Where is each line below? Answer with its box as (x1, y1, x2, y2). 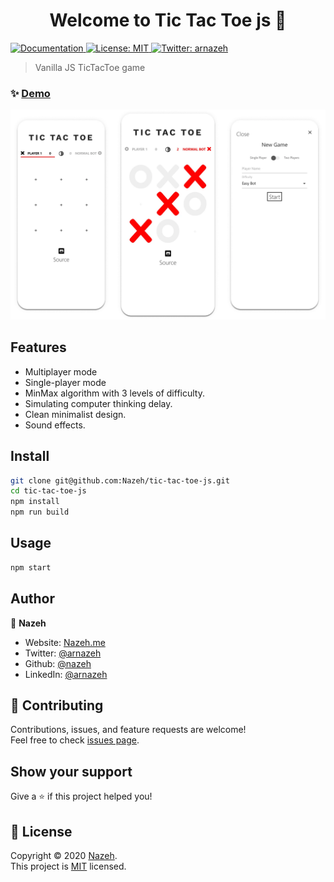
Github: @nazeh (24, 657, 92, 669)
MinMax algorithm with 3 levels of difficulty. (24, 387, 205, 399)
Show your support (10, 763, 133, 780)
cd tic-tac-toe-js (10, 486, 87, 496)
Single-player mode (24, 376, 107, 388)
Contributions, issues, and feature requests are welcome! (10, 724, 247, 736)
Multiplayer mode (24, 365, 98, 378)
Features (10, 339, 67, 356)
